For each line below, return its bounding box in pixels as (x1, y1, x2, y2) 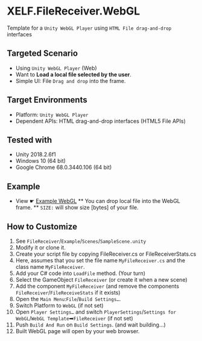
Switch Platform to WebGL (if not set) (15, 302, 104, 309)
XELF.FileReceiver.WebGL (7, 4, 140, 18)
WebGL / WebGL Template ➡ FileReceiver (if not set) (15, 315, 133, 322)
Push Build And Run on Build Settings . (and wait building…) (15, 321, 166, 328)
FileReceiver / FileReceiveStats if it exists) (15, 289, 121, 296)
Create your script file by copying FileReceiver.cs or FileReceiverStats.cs (15, 250, 197, 257)
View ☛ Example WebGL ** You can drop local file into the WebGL (15, 197, 180, 205)
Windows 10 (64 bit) (15, 157, 66, 165)
